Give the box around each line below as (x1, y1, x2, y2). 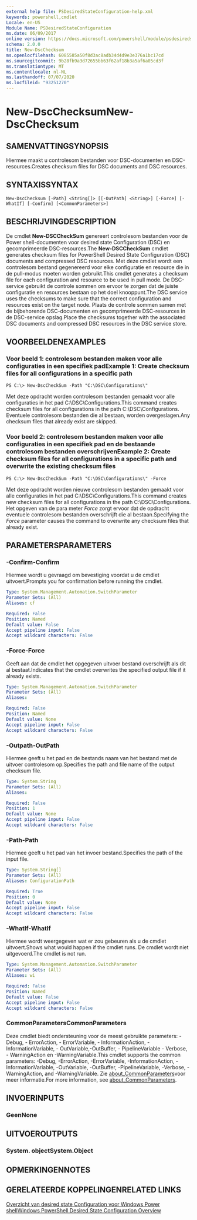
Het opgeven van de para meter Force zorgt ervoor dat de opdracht (6, 505, 169, 512)
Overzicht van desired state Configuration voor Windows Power (6, 1201, 160, 1208)
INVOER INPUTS (6, 1093, 64, 1103)
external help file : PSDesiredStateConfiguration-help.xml (6, 8, 154, 15)
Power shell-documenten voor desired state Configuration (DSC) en (6, 238, 170, 246)
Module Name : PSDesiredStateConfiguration (6, 25, 111, 31)
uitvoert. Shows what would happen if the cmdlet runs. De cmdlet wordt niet (6, 944, 189, 951)
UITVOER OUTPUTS (6, 1129, 78, 1139)
